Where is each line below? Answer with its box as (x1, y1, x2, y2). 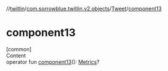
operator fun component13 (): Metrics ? (6, 58, 100, 65)
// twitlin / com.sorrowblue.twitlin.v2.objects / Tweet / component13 (6, 5, 162, 12)
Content (6, 52, 26, 59)
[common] (6, 45, 32, 53)
